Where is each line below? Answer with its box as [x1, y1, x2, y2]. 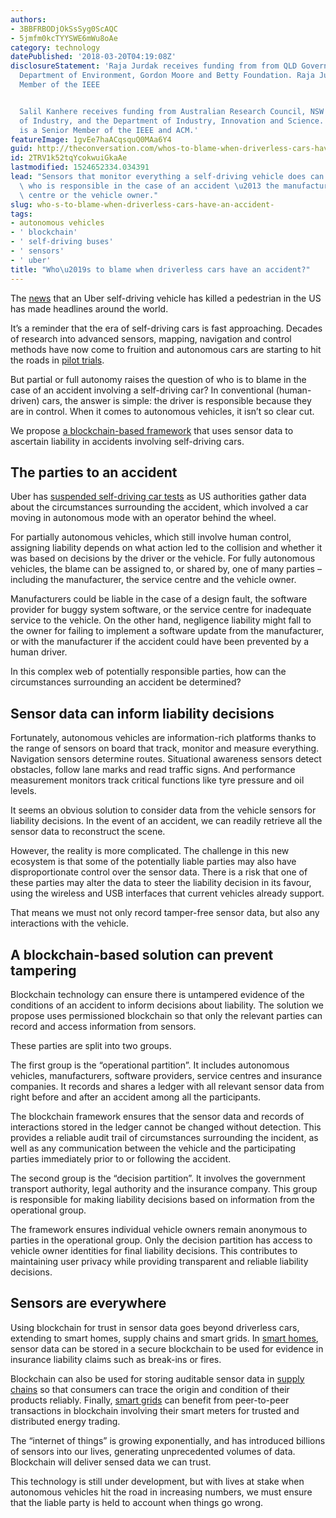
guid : [10, 144, 33, 154]
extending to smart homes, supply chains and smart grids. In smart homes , [10, 1332, 319, 1344]
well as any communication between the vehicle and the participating [10, 1142, 296, 1154]
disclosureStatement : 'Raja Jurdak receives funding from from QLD [10, 61, 298, 71]
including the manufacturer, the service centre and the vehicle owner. [10, 574, 297, 586]
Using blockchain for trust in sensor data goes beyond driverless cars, [10, 1321, 300, 1333]
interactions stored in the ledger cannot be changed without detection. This [10, 1121, 322, 1133]
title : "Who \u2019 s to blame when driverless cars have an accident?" [10, 264, 311, 275]
